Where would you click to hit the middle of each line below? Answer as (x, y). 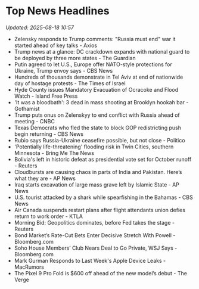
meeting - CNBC (34, 121)
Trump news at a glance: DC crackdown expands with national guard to (102, 51)
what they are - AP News (45, 178)
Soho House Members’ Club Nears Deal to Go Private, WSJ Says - (96, 248)
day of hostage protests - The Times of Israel (70, 83)
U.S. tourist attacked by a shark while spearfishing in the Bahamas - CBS (103, 197)
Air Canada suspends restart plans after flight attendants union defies (100, 210)
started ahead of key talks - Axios (56, 45)
